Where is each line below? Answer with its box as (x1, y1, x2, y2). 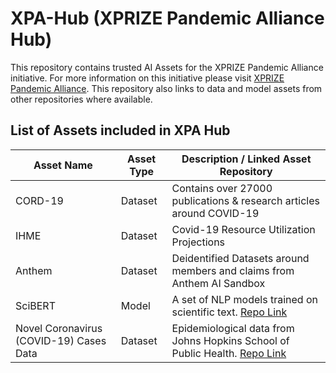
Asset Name (33, 158, 93, 172)
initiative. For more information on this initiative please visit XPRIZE (10, 72, 285, 84)
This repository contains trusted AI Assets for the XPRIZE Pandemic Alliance (10, 61, 324, 73)
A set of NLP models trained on (171, 292, 318, 306)
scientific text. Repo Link (171, 305, 288, 319)
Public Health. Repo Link (171, 346, 287, 360)
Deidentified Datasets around (171, 251, 310, 265)
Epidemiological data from (171, 321, 295, 335)
